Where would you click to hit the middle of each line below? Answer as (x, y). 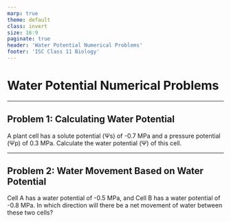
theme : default (29, 20)
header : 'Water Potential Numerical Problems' (75, 45)
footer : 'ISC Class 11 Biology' (53, 52)
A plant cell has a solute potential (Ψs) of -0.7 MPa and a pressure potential (114, 136)
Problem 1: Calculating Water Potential (91, 120)
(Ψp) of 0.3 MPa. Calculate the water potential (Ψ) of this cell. (95, 143)
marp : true (23, 13)
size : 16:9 (23, 33)
